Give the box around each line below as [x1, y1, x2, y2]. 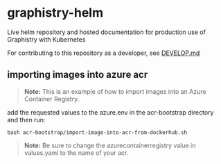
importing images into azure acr [7, 69, 148, 81]
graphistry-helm [7, 5, 104, 21]
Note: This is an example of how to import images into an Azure [24, 87, 206, 95]
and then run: [7, 115, 46, 124]
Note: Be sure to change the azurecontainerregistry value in [24, 141, 196, 149]
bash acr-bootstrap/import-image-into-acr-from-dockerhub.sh [7, 129, 188, 136]
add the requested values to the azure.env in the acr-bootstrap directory [7, 108, 214, 116]
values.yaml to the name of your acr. [24, 148, 129, 157]
